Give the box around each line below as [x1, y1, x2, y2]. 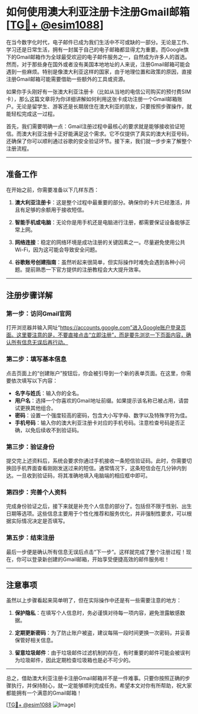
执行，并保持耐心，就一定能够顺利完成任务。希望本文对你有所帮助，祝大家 [11, 682, 192, 689]
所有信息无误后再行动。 [11, 339, 68, 346]
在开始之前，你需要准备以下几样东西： [6, 186, 99, 193]
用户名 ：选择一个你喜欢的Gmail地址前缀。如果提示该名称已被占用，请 [14, 397, 184, 404]
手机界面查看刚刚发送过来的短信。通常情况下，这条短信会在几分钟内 [16, 465, 181, 472]
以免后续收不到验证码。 [25, 426, 82, 433]
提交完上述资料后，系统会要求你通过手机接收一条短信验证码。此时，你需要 [6, 457, 187, 464]
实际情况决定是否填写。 [11, 517, 68, 524]
